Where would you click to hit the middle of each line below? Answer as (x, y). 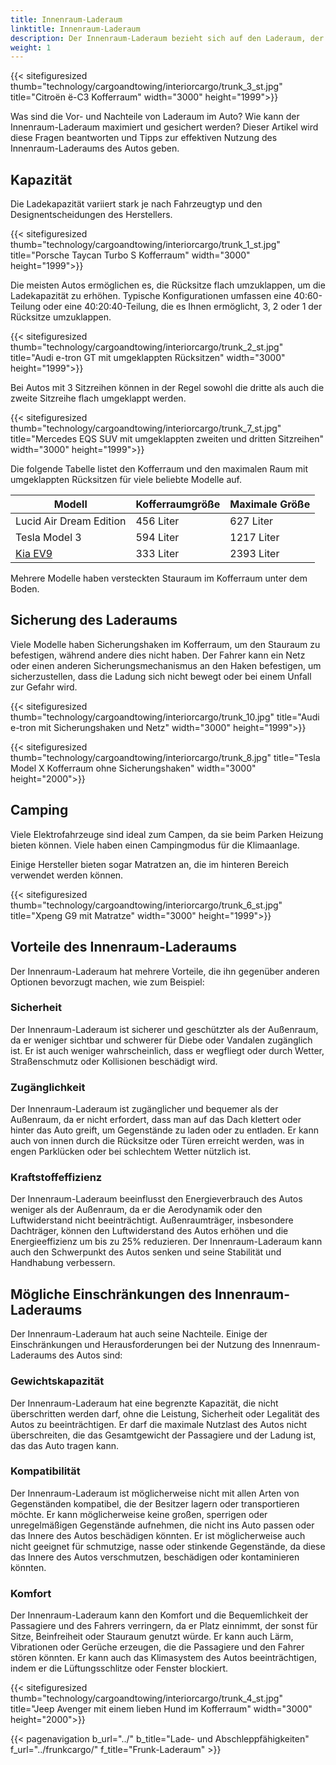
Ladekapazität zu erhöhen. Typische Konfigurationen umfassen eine (151, 296)
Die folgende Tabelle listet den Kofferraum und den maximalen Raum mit (159, 469)
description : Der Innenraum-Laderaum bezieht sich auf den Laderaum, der (167, 38)
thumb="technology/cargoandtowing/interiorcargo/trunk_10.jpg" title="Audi (165, 717)
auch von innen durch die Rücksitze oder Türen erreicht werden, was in (157, 1141)
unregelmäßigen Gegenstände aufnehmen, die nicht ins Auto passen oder (162, 1525)
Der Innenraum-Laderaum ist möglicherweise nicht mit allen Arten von (155, 1493)
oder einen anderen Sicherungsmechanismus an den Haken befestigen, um (166, 665)
